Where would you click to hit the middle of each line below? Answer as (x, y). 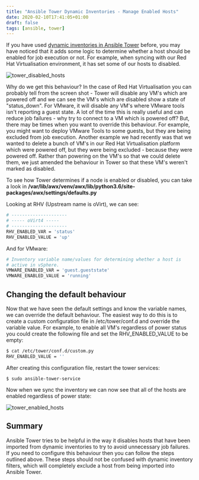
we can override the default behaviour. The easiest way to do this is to (92, 315)
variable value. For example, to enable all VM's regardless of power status (96, 327)
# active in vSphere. (33, 265)
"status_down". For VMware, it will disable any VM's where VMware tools (95, 106)
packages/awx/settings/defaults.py (52, 193)
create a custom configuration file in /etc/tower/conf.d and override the (93, 321)
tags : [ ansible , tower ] (36, 28)
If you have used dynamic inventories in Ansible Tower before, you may (93, 45)
